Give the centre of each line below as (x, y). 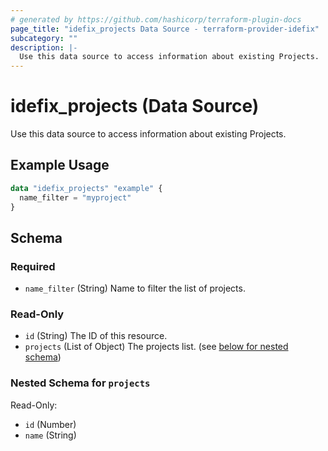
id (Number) (50, 424)
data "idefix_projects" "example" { (86, 188)
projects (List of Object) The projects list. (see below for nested (156, 347)
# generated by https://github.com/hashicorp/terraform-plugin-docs (156, 19)
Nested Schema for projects (80, 383)
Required (33, 266)
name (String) (50, 435)
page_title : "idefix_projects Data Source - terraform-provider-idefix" (165, 29)
